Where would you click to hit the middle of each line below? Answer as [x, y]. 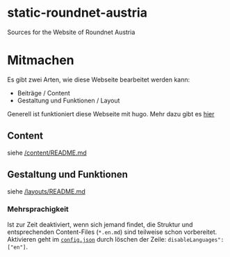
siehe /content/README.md [47, 153]
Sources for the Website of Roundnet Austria [71, 32]
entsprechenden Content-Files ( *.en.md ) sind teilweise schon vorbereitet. [112, 232]
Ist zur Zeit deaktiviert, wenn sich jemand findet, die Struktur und [100, 224]
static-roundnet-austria [77, 13]
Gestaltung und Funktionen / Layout [68, 100]
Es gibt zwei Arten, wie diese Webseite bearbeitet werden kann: [99, 79]
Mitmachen [41, 60]
